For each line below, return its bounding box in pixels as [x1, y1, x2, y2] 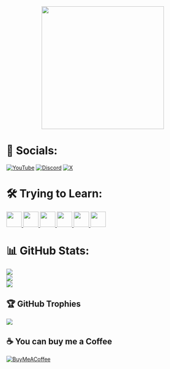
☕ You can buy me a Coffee [6, 336, 113, 347]
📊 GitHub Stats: [6, 244, 90, 258]
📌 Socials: [6, 144, 58, 158]
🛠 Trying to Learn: [6, 187, 103, 201]
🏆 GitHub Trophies [6, 299, 81, 309]
